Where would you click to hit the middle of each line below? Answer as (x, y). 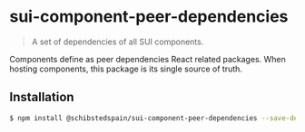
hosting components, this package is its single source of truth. (126, 69)
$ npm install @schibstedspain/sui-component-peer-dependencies (133, 118)
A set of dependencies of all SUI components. (118, 42)
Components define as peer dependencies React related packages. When (148, 59)
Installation (42, 97)
